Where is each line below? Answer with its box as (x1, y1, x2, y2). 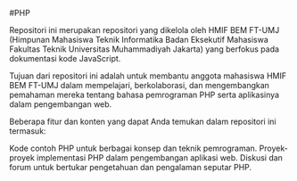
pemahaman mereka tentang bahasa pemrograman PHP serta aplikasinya (9, 89, 279, 100)
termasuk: (9, 126, 46, 136)
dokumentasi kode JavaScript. (9, 53, 121, 63)
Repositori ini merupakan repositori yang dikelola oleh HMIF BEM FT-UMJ (9, 25, 280, 35)
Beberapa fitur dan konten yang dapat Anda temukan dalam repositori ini (9, 116, 276, 127)
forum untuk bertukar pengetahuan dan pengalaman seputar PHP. (9, 162, 252, 172)
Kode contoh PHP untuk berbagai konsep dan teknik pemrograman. (9, 143, 258, 153)
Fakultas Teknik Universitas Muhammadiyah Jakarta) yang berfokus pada (9, 44, 279, 54)
